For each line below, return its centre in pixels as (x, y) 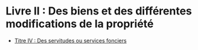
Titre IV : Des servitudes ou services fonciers (71, 40)
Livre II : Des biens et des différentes (99, 11)
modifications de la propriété (80, 24)
